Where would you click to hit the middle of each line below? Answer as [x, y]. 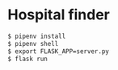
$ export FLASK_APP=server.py [59, 51]
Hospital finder [59, 15]
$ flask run [27, 59]
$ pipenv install [37, 36]
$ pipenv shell [33, 43]
